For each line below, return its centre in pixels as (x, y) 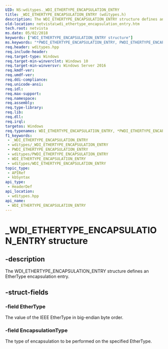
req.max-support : (23, 94)
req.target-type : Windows (32, 56)
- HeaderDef (20, 187)
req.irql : (15, 121)
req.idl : (14, 89)
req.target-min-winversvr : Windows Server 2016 (56, 66)
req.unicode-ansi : (24, 84)
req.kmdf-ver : (20, 71)
